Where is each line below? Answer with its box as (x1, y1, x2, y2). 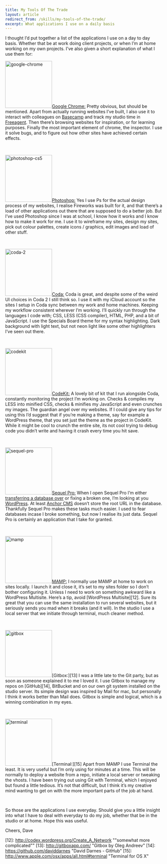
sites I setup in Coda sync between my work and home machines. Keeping (5, 302, 159, 308)
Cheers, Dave (5, 827, 33, 833)
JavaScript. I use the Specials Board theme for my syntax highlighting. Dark (5, 318, 161, 324)
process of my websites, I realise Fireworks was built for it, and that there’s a (5, 202, 163, 208)
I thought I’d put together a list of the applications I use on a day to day (5, 35, 151, 41)
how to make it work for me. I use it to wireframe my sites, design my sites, (5, 219, 159, 225)
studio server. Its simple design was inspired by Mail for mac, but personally (5, 689, 162, 695)
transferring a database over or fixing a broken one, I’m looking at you (5, 495, 149, 501)
